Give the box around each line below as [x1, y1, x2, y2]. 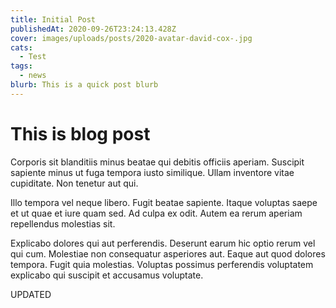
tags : [10, 61, 33, 71]
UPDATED [10, 288, 52, 300]
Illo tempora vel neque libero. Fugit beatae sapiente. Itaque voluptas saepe [10, 196, 318, 208]
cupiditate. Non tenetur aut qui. [10, 177, 139, 189]
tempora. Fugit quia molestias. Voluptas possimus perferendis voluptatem [10, 258, 314, 270]
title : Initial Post [10, 14, 97, 25]
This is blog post [10, 122, 151, 145]
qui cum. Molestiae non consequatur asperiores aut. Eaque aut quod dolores [10, 247, 326, 260]
